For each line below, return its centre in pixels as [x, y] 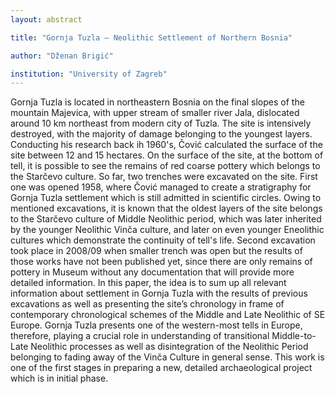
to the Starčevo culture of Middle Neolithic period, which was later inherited [166, 219]
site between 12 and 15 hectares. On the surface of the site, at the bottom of [167, 155]
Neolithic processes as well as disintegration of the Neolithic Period [169, 347]
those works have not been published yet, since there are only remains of [161, 262]
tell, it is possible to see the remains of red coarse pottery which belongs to [165, 166]
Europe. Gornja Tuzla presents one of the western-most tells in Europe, [156, 325]
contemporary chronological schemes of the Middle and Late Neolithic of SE [168, 315]
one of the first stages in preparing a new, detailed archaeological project [161, 368]
